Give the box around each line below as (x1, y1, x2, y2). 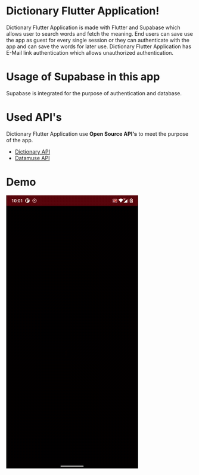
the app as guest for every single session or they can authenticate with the (6, 36, 189, 43)
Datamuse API (14, 154, 50, 161)
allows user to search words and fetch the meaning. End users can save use (6, 30, 194, 37)
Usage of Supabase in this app (6, 70, 160, 84)
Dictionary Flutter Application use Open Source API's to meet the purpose (6, 130, 189, 137)
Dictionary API (14, 148, 51, 155)
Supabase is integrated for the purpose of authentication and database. (6, 89, 182, 96)
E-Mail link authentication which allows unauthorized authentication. (6, 49, 174, 56)
